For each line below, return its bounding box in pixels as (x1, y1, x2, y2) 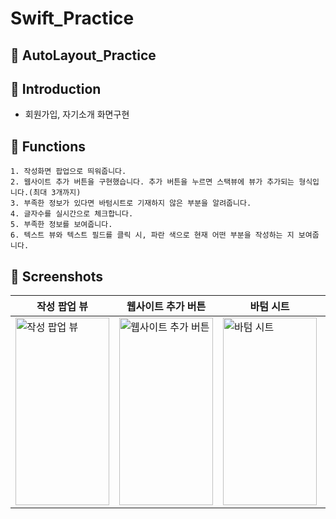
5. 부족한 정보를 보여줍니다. (10, 220, 113, 230)
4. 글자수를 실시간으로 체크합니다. (10, 209, 134, 219)
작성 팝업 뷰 (36, 300, 89, 314)
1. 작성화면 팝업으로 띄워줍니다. (10, 167, 127, 177)
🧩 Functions (10, 138, 86, 155)
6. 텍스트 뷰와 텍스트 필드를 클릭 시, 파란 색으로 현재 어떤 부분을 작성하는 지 (10, 230, 295, 241)
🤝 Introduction (10, 80, 102, 97)
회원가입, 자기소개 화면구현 (24, 108, 130, 121)
